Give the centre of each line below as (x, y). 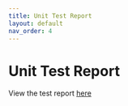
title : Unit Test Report (50, 16)
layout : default (36, 23)
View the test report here (50, 93)
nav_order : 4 (30, 31)
